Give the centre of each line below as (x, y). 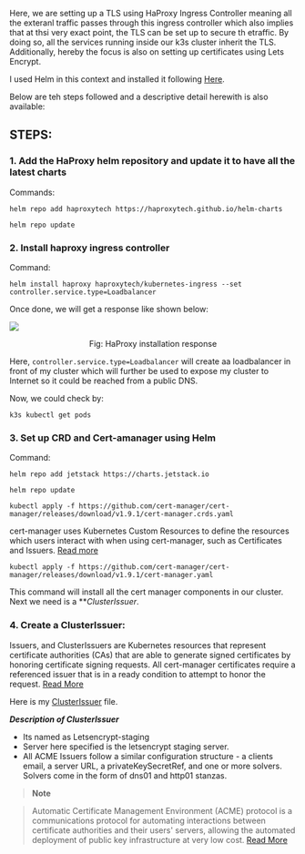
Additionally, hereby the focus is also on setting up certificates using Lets (147, 52)
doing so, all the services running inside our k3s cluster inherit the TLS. (143, 42)
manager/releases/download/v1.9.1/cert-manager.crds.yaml (122, 514)
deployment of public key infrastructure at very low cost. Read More (160, 839)
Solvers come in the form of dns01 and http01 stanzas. (125, 775)
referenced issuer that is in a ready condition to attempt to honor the (137, 674)
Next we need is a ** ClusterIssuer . (74, 602)
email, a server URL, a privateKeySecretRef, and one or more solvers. (152, 766)
